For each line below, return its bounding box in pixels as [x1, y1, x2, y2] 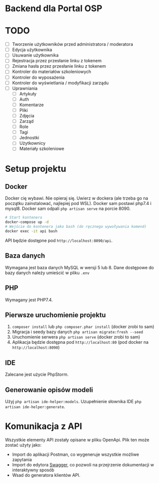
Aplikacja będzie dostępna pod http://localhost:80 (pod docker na [12, 339, 149, 345]
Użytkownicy [19, 140, 46, 146]
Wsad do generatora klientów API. [12, 472, 81, 478]
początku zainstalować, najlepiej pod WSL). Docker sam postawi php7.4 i [5, 201, 152, 206]
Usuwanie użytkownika [12, 52, 59, 58]
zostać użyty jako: [5, 442, 42, 448]
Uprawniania [12, 85, 38, 91]
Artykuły [19, 91, 36, 96]
